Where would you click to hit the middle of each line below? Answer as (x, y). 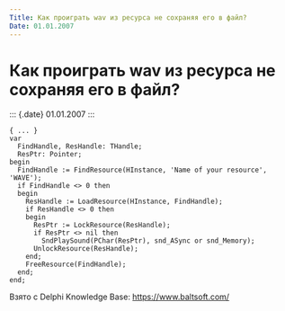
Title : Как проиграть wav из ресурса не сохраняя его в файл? (128, 18)
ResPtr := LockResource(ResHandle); (102, 226)
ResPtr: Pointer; (50, 155)
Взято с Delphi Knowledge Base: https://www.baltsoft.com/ (120, 297)
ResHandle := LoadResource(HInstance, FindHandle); (124, 202)
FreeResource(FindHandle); (76, 265)
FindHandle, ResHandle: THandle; (80, 147)
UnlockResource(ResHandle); (86, 249)
